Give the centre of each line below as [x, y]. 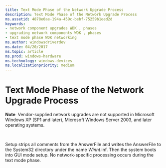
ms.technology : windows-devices [39, 61]
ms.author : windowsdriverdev [35, 42]
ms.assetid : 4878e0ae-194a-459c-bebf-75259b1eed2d [59, 19]
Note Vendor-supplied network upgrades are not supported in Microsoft [80, 115]
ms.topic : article [24, 51]
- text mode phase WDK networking [41, 38]
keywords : [15, 24]
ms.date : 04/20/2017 [27, 47]
